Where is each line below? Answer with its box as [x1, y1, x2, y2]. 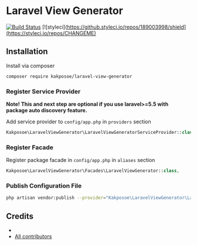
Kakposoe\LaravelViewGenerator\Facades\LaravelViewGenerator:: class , [6, 168, 180, 174]
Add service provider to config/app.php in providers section [6, 118, 151, 125]
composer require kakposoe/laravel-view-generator [6, 73, 133, 80]
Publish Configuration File [6, 181, 82, 189]
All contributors [14, 233, 52, 240]
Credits [6, 211, 34, 221]
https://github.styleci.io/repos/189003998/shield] [67, 23, 186, 30]
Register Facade [6, 143, 54, 151]
